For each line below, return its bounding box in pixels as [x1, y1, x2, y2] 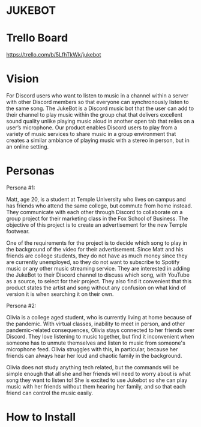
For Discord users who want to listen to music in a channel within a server [6, 92, 189, 99]
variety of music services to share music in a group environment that [6, 131, 176, 138]
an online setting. [6, 143, 49, 150]
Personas [6, 164, 55, 178]
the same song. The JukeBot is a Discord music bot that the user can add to [6, 105, 194, 112]
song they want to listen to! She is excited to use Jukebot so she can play [6, 376, 188, 384]
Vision [6, 72, 39, 86]
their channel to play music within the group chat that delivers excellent [6, 111, 183, 118]
